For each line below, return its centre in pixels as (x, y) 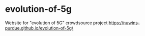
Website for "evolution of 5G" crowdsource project (56, 23)
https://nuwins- (124, 23)
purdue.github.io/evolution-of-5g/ (39, 28)
